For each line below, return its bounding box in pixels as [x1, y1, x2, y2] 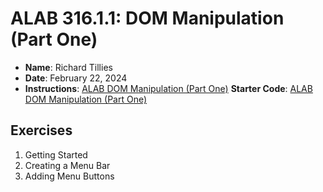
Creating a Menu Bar [24, 159, 111, 171]
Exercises [10, 122, 73, 139]
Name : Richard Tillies [24, 61, 113, 73]
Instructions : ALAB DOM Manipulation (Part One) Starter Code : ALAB [24, 82, 313, 94]
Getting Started [24, 148, 88, 161]
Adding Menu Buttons [24, 170, 115, 182]
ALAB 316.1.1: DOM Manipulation [10, 7, 285, 30]
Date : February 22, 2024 [24, 72, 128, 84]
